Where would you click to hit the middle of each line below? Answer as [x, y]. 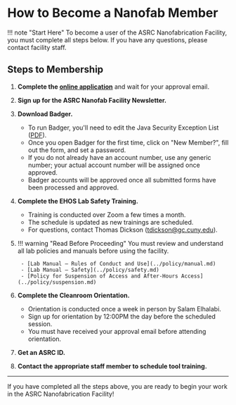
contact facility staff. [37, 47]
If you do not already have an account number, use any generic [120, 157]
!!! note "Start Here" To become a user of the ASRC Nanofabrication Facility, [117, 32]
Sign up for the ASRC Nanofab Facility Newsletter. [92, 100]
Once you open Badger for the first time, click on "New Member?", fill [128, 142]
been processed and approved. [73, 187]
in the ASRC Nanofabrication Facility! [61, 394]
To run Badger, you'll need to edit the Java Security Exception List [123, 127]
